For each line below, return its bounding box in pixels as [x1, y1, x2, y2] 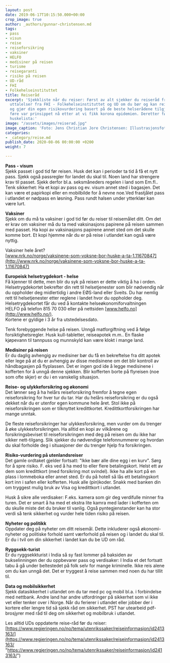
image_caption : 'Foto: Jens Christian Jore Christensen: [5, 125, 128, 131]
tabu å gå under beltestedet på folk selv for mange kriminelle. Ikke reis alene [5, 562, 165, 569]
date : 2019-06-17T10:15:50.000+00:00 [5, 12, 85, 17]
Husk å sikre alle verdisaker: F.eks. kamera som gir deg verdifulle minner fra [5, 494, 164, 500]
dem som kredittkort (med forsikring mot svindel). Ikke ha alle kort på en [5, 468, 156, 474]
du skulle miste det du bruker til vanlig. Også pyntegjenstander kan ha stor [5, 505, 160, 511]
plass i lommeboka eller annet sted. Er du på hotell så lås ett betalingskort [5, 473, 159, 480]
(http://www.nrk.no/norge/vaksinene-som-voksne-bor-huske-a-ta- [5, 258, 146, 264]
